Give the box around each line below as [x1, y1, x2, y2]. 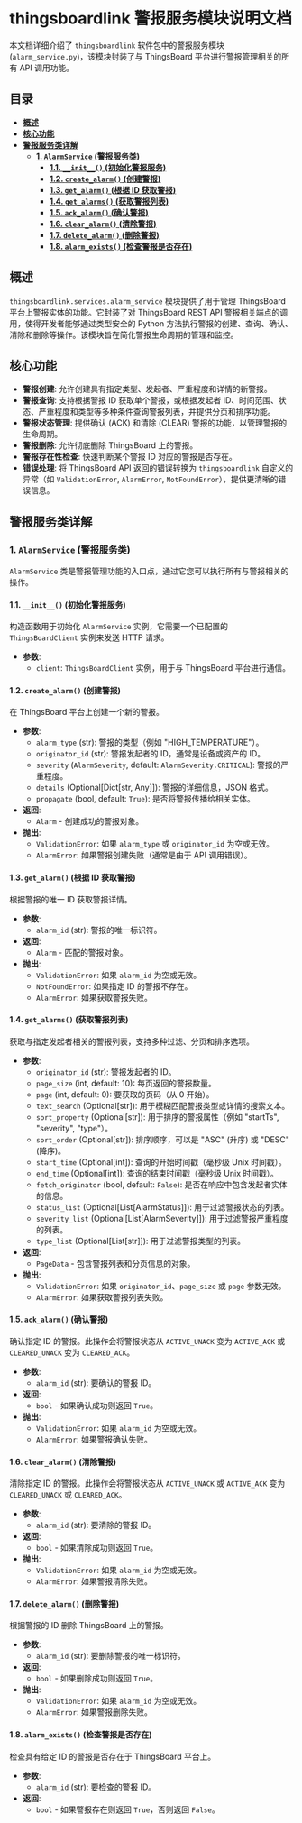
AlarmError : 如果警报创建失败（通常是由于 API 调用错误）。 [35, 849, 252, 861]
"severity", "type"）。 [35, 1122, 114, 1133]
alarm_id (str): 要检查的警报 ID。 [35, 1782, 157, 1792]
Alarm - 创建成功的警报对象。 [35, 816, 144, 827]
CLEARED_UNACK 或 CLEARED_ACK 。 [9, 1489, 127, 1500]
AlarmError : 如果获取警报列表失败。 [35, 1291, 169, 1303]
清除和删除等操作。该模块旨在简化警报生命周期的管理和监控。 [9, 329, 239, 340]
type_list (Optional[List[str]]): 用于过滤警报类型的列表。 [35, 1235, 246, 1246]
